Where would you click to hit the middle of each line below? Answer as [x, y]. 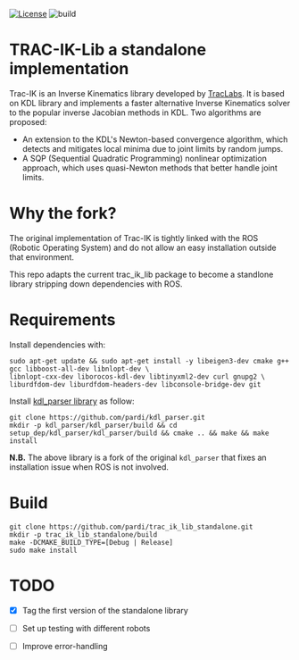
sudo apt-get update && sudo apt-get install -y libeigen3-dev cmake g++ [149, 361]
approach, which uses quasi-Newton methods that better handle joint [150, 167]
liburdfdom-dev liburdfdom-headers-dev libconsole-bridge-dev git [135, 384]
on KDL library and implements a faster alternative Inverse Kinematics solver [150, 103]
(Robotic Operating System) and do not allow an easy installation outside [143, 247]
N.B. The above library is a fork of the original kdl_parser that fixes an [138, 457]
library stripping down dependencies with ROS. [96, 284]
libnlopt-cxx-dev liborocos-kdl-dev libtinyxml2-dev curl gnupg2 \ [137, 376]
